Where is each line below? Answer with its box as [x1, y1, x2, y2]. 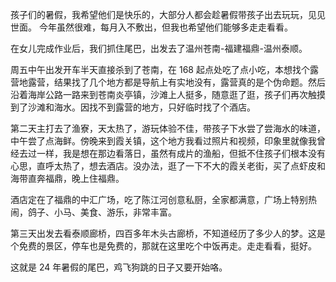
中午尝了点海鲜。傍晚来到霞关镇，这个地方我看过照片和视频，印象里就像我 [10, 135, 317, 147]
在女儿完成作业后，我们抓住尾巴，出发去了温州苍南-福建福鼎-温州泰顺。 [10, 43, 308, 54]
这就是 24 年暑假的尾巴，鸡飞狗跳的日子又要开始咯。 [10, 261, 228, 273]
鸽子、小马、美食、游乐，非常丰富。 [27, 206, 177, 218]
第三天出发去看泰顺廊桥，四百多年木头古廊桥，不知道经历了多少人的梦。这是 [10, 228, 326, 239]
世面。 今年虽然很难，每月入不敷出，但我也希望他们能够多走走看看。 [10, 21, 293, 33]
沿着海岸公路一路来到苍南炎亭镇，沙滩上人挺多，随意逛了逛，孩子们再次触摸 [10, 89, 326, 100]
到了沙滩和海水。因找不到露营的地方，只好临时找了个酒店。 [10, 101, 256, 113]
